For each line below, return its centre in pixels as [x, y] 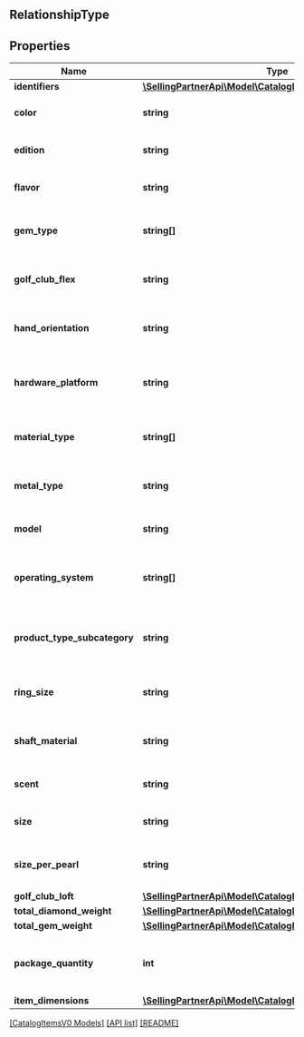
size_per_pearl [47, 865]
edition [29, 151]
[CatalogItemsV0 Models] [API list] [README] [94, 1023]
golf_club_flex [45, 279]
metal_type [39, 486]
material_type [44, 437]
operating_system [54, 578]
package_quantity [54, 964]
